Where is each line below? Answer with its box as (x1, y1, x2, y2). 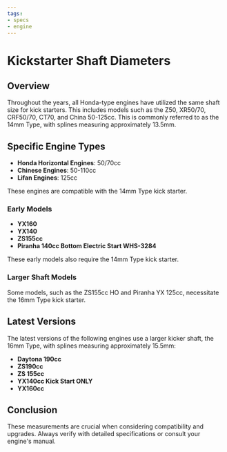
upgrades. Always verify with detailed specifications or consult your (7, 430, 201, 438)
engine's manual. (7, 437, 57, 446)
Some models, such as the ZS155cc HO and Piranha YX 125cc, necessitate (7, 288, 219, 296)
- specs (7, 17, 30, 23)
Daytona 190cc (17, 355, 62, 363)
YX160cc (17, 384, 45, 393)
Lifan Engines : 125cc (17, 173, 78, 182)
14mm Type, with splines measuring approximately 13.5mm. (7, 120, 177, 129)
